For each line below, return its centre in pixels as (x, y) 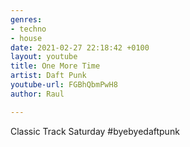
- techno (28, 29)
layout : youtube (44, 57)
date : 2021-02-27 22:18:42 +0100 (80, 47)
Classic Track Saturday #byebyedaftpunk (95, 131)
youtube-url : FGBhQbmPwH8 (64, 85)
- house (26, 38)
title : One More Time (55, 66)
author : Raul (37, 94)
